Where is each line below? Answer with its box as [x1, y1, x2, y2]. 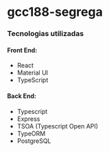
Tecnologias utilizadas [7, 29, 84, 39]
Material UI [16, 68, 49, 77]
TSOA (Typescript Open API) [16, 122, 98, 130]
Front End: [7, 46, 38, 54]
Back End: [7, 91, 36, 100]
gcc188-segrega [7, 4, 103, 20]
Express [16, 115, 40, 123]
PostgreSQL [16, 136, 51, 145]
